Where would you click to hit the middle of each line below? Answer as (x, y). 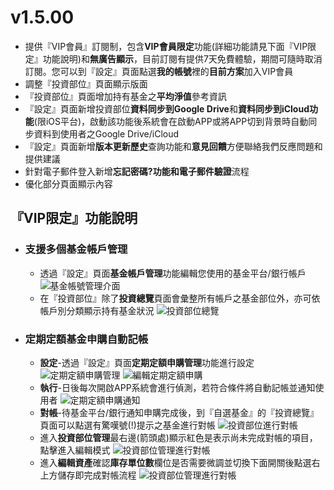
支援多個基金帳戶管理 (76, 249)
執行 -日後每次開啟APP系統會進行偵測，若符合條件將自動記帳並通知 (177, 387)
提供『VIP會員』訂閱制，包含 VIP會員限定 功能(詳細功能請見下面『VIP (166, 46)
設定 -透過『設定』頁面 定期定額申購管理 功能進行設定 (147, 362)
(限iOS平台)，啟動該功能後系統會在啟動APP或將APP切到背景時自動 (171, 121)
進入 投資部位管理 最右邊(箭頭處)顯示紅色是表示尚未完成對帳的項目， (178, 437)
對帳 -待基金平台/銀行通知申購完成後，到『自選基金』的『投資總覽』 (179, 412)
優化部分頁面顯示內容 (68, 183)
